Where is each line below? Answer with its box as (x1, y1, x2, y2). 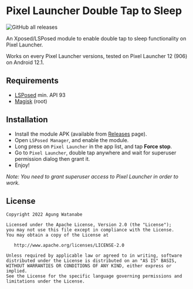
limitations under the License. (6, 278, 85, 284)
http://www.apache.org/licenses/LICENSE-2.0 (13, 243, 125, 248)
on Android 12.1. (6, 59, 45, 66)
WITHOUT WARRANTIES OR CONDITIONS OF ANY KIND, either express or (6, 263, 172, 269)
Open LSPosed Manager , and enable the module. (14, 136, 129, 143)
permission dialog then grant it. (14, 155, 90, 162)
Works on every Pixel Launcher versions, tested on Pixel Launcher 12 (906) (6, 52, 188, 59)
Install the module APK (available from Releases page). (14, 130, 148, 137)
